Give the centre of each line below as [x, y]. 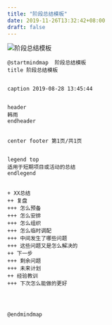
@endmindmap [25, 315]
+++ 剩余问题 [24, 261]
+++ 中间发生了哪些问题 [37, 239]
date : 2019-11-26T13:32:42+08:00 [56, 21]
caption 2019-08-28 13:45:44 [50, 89]
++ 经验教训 [23, 276]
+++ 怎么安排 [24, 216]
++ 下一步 [20, 253]
